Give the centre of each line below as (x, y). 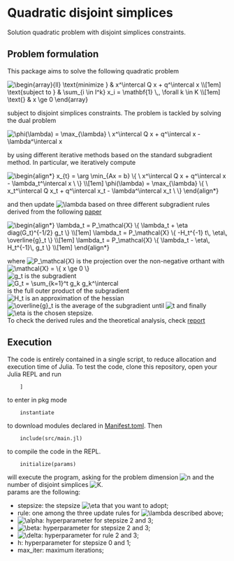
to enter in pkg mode (37, 400)
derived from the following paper (54, 212)
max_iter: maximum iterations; (60, 550)
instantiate (37, 413)
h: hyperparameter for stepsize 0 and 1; (74, 542)
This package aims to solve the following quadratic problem (93, 71)
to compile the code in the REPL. (54, 451)
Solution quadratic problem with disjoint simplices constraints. (97, 32)
